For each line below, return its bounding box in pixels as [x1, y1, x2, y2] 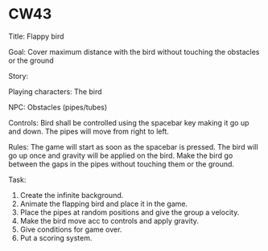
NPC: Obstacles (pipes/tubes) [8, 102, 108, 112]
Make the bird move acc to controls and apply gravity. [19, 216, 200, 225]
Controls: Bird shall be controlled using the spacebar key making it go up [8, 117, 249, 127]
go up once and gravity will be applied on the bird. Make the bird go [8, 150, 233, 160]
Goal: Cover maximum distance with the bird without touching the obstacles [8, 47, 260, 56]
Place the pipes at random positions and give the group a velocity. [19, 207, 240, 217]
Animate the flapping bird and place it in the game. [19, 199, 188, 208]
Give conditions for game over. [19, 224, 122, 234]
